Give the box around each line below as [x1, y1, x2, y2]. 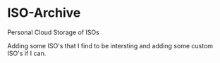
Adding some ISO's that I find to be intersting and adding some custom [7, 41, 214, 50]
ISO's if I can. [7, 49, 47, 57]
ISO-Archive [7, 5, 81, 21]
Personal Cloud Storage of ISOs [7, 28, 100, 36]
